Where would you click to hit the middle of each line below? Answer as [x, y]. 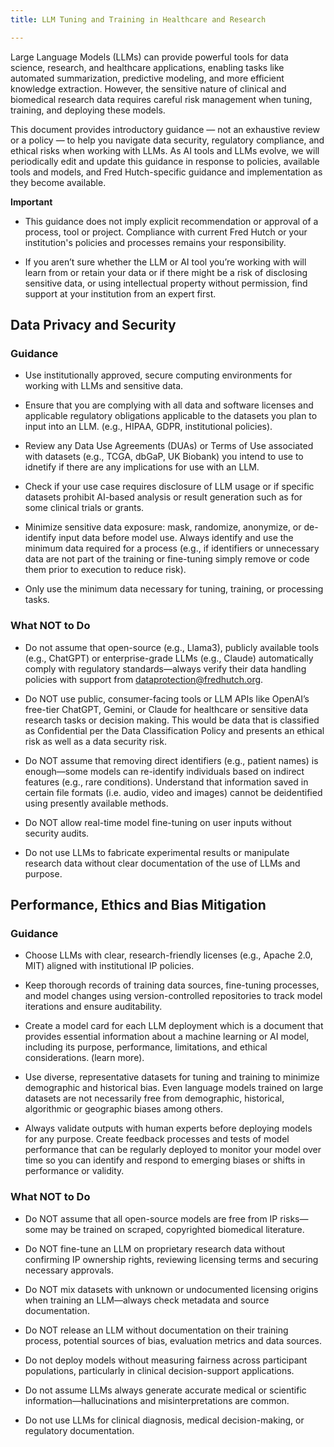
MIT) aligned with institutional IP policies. [109, 966]
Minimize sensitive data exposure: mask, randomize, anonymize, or [163, 527]
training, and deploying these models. [88, 110]
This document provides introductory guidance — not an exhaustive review [165, 129]
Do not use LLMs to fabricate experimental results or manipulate [157, 852]
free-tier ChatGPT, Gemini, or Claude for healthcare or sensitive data [166, 709]
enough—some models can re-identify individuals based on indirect [164, 771]
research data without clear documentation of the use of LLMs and [162, 863]
